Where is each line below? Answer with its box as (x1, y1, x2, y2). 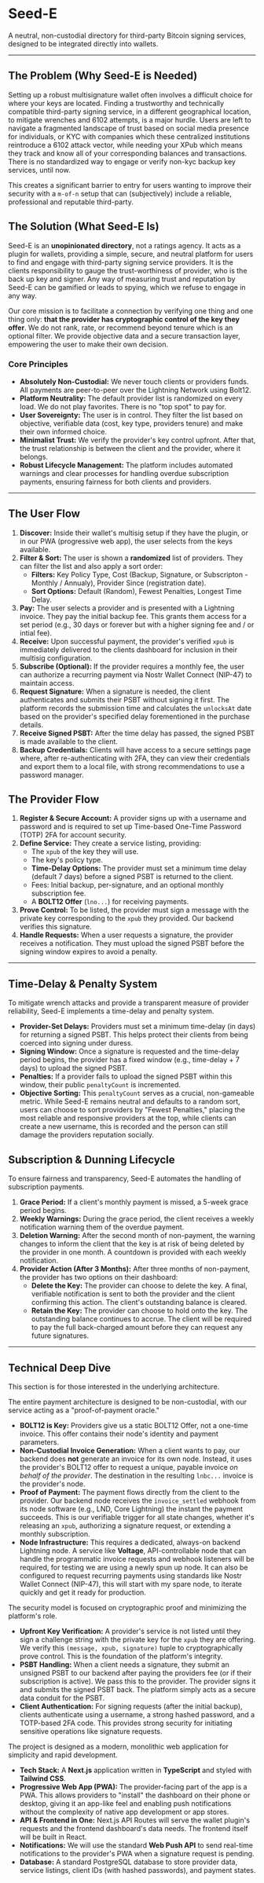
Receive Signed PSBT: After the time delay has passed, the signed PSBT (19, 728, 255, 738)
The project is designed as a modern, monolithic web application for (8, 1742, 229, 1751)
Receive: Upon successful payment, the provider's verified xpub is (19, 636, 234, 646)
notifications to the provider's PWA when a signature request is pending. (19, 1848, 255, 1858)
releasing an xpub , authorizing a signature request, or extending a (19, 1521, 232, 1530)
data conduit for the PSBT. (19, 1693, 105, 1702)
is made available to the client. (19, 736, 118, 746)
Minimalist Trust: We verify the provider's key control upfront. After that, (19, 435, 256, 445)
